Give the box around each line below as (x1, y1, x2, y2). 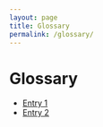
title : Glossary (9, 21, 70, 30)
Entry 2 (21, 107, 49, 118)
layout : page (9, 13, 58, 22)
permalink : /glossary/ (9, 30, 94, 38)
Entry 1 (21, 97, 48, 108)
